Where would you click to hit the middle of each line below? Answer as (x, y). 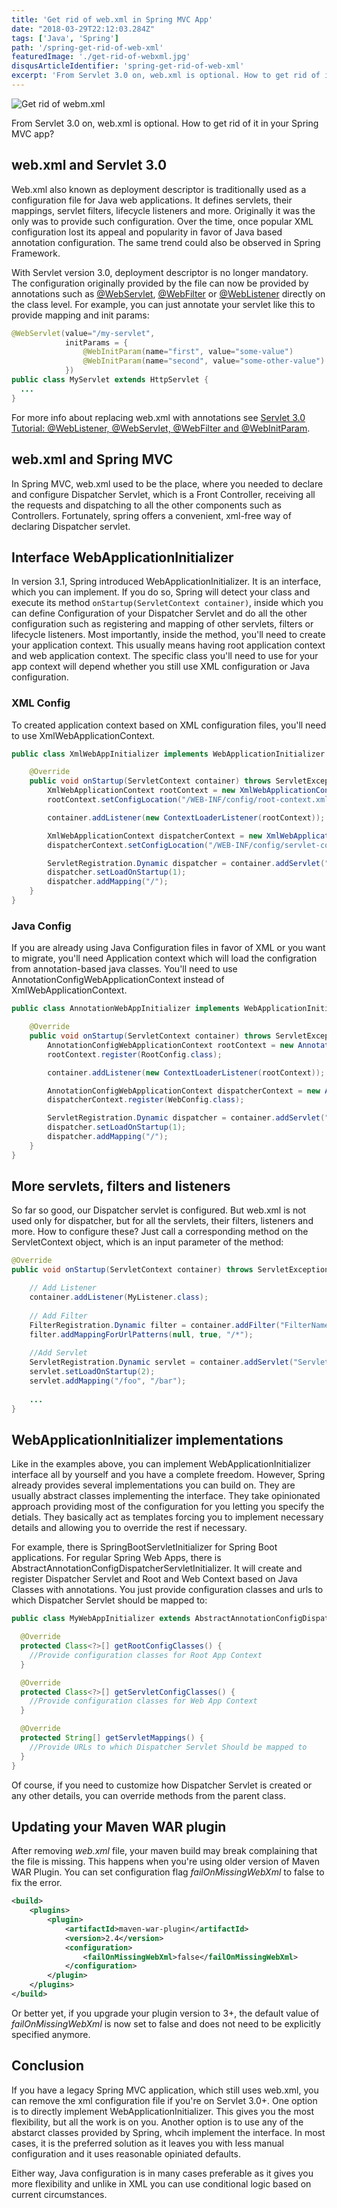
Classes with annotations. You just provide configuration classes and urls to (167, 1590)
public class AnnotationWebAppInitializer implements (126, 1009)
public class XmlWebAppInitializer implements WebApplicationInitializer (168, 754)
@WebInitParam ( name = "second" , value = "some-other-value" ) (204, 361)
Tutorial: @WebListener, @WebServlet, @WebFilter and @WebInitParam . (161, 428)
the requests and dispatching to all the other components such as (146, 505)
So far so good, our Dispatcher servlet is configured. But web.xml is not (159, 1210)
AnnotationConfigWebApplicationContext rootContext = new (170, 1045)
